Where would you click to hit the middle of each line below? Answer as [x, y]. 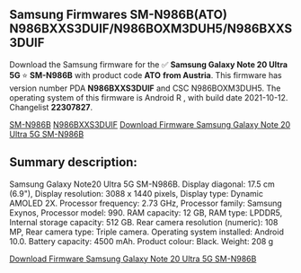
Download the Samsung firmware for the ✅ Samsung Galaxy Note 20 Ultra [149, 64]
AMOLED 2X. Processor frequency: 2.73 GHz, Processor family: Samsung [146, 203]
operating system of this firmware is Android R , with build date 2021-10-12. [149, 97]
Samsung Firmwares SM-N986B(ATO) [118, 15]
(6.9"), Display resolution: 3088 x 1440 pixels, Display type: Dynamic [136, 193]
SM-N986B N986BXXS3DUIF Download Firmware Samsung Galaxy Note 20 [150, 124]
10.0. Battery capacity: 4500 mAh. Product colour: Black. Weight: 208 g [142, 241]
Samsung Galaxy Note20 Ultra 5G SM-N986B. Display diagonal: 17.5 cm [142, 184]
